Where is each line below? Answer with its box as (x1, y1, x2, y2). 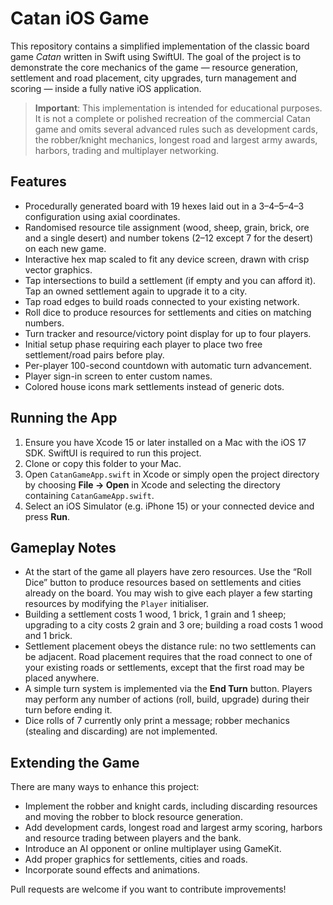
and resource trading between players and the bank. (24, 832, 242, 844)
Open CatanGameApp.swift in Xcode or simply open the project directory (24, 468, 320, 480)
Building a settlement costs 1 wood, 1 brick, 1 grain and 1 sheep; (24, 608, 287, 621)
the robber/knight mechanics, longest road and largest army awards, (34, 133, 318, 146)
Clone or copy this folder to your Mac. (24, 457, 182, 469)
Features (10, 173, 67, 191)
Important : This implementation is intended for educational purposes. (34, 102, 323, 114)
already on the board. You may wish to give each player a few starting (24, 587, 313, 599)
